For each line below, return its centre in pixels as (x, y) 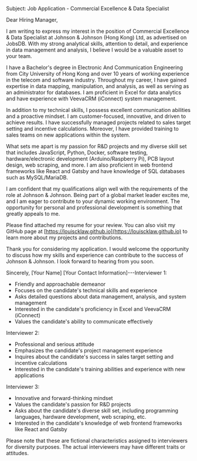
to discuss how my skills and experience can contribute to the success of (95, 255)
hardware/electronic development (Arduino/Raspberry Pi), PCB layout (90, 159)
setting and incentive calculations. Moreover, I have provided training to (92, 129)
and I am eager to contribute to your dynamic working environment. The (93, 201)
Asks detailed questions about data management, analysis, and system (100, 296)
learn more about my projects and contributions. (64, 238)
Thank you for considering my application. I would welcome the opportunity (98, 249)
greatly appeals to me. (33, 214)
